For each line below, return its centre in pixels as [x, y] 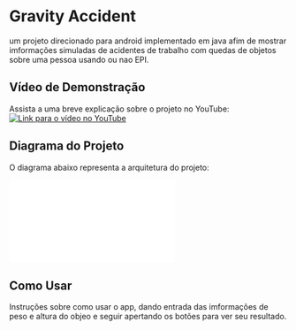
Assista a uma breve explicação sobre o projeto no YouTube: [119, 109]
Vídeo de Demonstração [77, 87]
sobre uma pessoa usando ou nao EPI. [79, 59]
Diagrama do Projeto [67, 146]
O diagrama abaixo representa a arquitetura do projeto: [109, 167]
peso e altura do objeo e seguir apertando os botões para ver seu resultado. [148, 317]
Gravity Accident [73, 16]
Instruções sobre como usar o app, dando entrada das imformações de [139, 307]
